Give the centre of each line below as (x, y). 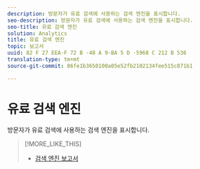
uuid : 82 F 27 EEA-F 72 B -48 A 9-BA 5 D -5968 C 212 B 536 (97, 53)
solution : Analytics (38, 33)
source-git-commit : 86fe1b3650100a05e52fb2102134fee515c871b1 (100, 66)
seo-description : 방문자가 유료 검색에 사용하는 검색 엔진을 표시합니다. (100, 20)
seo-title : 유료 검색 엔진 (42, 27)
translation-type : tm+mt (44, 60)
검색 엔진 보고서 (56, 158)
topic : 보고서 (26, 46)
